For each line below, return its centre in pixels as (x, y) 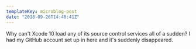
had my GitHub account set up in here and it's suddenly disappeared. (90, 40)
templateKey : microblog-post (42, 11)
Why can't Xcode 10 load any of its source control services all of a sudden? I (98, 33)
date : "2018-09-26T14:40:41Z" (43, 17)
